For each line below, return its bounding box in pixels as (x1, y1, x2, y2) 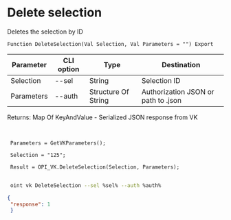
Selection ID (141, 75, 181, 85)
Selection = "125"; (10, 151, 67, 158)
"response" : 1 (10, 201, 51, 208)
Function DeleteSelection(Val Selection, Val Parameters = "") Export (7, 40, 214, 47)
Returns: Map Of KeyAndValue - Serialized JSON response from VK (7, 113, 198, 121)
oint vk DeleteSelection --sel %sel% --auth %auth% (10, 182, 162, 189)
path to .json (141, 95, 182, 105)
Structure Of (89, 87, 129, 97)
